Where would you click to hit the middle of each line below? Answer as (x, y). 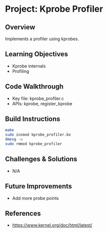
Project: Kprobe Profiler (54, 9)
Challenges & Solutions (41, 159)
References (23, 213)
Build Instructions (33, 119)
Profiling (21, 71)
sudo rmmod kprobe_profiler (34, 144)
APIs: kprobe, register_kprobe (42, 103)
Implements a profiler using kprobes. (42, 39)
